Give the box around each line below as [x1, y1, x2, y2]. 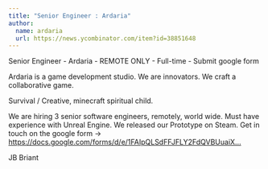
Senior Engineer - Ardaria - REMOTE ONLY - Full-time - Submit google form [8, 56, 259, 66]
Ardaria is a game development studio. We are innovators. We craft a [8, 72, 237, 81]
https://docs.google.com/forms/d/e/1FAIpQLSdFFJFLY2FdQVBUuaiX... [8, 138, 241, 147]
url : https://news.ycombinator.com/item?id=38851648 [15, 34, 196, 43]
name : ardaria [15, 27, 63, 35]
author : [8, 19, 35, 27]
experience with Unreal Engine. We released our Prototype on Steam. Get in [8, 120, 260, 130]
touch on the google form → [8, 129, 102, 138]
